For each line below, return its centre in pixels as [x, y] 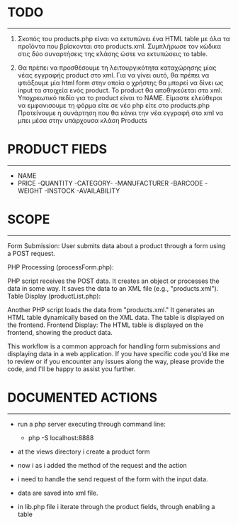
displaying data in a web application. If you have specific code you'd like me [118, 353]
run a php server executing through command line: [92, 424]
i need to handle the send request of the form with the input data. [113, 479]
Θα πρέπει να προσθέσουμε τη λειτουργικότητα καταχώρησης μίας [117, 68]
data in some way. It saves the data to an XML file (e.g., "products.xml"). [113, 288]
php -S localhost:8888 [61, 437]
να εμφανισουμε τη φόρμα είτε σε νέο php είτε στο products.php [114, 105]
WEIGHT [30, 191]
